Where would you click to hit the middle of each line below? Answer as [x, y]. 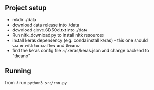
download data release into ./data [46, 25]
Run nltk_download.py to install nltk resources [58, 35]
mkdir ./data [24, 19]
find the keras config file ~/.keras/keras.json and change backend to [80, 50]
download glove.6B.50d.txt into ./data [50, 30]
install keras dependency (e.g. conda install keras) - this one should [80, 40]
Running [18, 71]
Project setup [26, 8]
